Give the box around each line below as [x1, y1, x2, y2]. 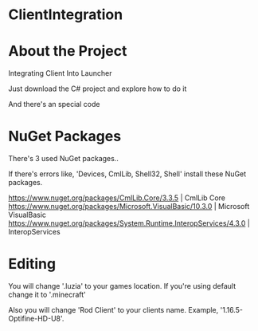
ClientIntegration [8, 6, 123, 24]
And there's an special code [8, 100, 100, 109]
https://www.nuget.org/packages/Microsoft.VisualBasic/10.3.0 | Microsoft [8, 202, 250, 211]
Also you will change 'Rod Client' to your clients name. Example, [8, 305, 219, 314]
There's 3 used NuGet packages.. [8, 154, 119, 164]
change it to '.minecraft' [8, 290, 86, 299]
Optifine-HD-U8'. [8, 313, 64, 323]
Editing [8, 255, 57, 273]
